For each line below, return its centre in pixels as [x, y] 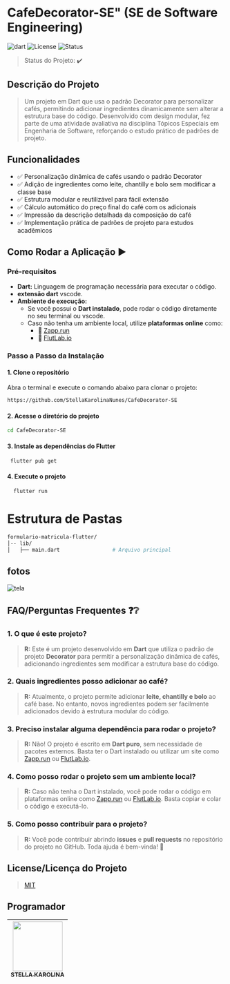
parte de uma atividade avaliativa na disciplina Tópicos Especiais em [122, 123]
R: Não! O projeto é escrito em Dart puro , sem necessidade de [113, 744]
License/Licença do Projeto [67, 868]
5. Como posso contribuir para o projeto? [77, 824]
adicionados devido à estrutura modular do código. [97, 711]
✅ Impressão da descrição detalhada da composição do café [104, 215]
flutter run [31, 491]
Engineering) [45, 27]
